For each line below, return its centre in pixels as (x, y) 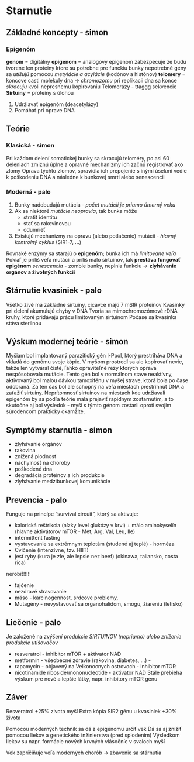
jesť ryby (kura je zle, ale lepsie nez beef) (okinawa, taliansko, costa (96, 557)
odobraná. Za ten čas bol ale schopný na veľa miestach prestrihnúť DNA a (95, 387)
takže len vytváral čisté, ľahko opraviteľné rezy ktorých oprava (81, 368)
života (13, 718)
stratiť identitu (40, 217)
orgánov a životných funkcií (41, 272)
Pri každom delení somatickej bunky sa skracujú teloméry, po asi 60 (88, 158)
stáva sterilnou (24, 323)
